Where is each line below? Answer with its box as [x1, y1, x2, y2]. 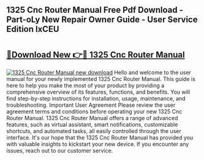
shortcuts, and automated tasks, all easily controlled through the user [6, 128, 182, 134]
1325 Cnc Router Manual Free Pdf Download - [6, 5, 184, 15]
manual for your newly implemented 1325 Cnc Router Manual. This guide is [6, 75, 196, 82]
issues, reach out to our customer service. [6, 147, 113, 154]
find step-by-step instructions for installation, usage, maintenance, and [6, 95, 186, 102]
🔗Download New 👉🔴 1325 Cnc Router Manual [6, 49, 185, 60]
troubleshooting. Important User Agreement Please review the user [6, 101, 176, 109]
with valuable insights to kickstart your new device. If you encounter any [6, 140, 189, 148]
